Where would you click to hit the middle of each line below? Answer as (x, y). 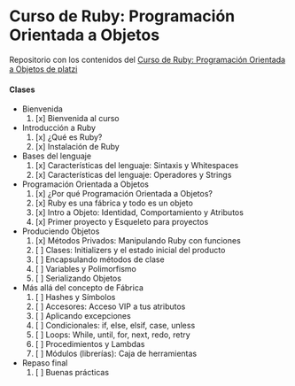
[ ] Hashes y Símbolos (75, 297)
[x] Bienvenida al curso (77, 119)
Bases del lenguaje (56, 156)
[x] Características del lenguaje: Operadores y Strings (133, 175)
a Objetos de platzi (43, 69)
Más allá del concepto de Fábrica (83, 288)
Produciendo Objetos (61, 231)
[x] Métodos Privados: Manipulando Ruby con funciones (138, 241)
